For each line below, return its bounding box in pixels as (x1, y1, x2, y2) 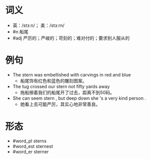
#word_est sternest (12, 143, 53, 149)
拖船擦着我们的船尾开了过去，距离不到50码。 (20, 89, 115, 95)
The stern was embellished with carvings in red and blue (12, 71, 131, 77)
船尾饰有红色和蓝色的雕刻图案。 (20, 77, 87, 84)
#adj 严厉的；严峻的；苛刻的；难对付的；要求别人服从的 (12, 35, 130, 41)
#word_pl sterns (12, 138, 47, 144)
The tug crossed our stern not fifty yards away (12, 83, 110, 89)
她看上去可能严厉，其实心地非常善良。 (20, 101, 100, 107)
